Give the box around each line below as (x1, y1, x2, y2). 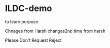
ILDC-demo (5, 3, 52, 14)
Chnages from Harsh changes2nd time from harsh (5, 28, 106, 34)
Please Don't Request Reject (5, 37, 62, 43)
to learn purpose (5, 19, 38, 24)
